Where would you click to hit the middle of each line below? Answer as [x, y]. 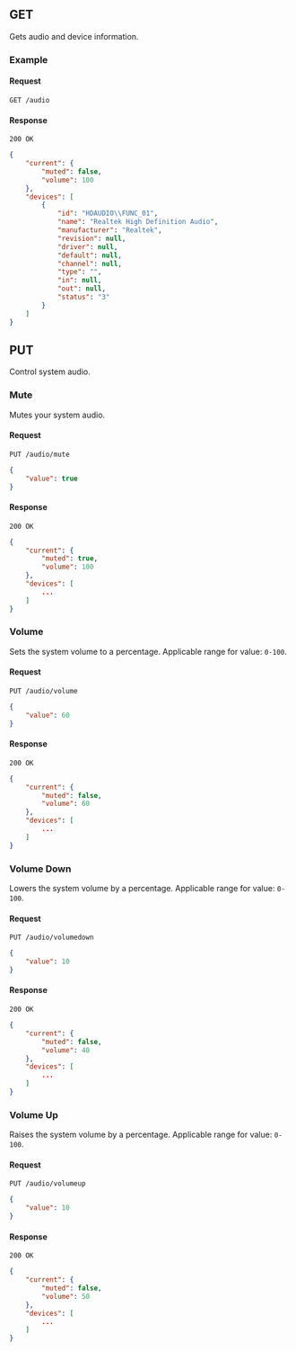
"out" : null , [81, 289]
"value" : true [52, 479]
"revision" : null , [91, 238]
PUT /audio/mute [39, 454]
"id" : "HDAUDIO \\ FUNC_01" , [108, 214]
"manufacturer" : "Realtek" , [110, 230]
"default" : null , [90, 255]
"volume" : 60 [66, 804]
